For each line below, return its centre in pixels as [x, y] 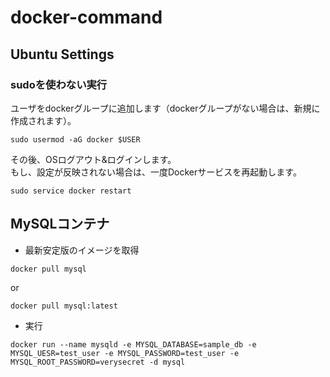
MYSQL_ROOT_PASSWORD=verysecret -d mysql [98, 362]
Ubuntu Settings [62, 54]
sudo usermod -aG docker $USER [75, 139]
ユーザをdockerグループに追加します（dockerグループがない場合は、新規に [165, 108]
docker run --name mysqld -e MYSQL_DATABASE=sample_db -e [133, 344]
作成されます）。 [43, 120]
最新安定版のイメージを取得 [82, 250]
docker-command [86, 17]
